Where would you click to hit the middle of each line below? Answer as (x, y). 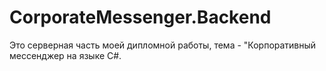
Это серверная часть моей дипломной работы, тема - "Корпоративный (163, 45)
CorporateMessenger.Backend (140, 17)
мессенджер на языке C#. (65, 55)
